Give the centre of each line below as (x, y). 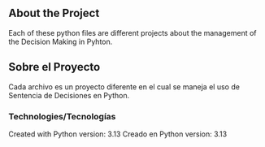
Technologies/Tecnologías (62, 116)
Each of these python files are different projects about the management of (133, 32)
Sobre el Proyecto (54, 67)
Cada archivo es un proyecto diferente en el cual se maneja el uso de (124, 86)
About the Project (54, 13)
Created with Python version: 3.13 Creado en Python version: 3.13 (118, 134)
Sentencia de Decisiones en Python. (69, 95)
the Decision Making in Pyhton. (61, 41)
